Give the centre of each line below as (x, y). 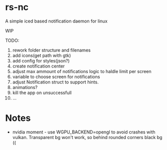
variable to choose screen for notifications (56, 76)
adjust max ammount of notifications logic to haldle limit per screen (82, 71)
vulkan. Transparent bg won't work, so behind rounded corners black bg (87, 137)
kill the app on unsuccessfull (42, 92)
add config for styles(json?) (41, 60)
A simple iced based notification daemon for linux (56, 21)
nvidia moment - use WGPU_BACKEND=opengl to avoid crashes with (84, 132)
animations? (25, 87)
